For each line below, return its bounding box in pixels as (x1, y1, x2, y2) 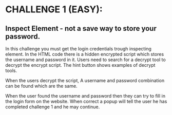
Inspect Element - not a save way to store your (5, 24, 157, 33)
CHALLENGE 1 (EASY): (5, 4, 103, 15)
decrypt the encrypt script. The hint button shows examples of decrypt (5, 62, 156, 68)
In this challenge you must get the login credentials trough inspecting (5, 46, 151, 52)
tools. (5, 68, 17, 73)
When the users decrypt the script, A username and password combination (5, 78, 165, 83)
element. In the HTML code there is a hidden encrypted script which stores (5, 51, 164, 57)
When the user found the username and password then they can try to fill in (5, 93, 166, 99)
